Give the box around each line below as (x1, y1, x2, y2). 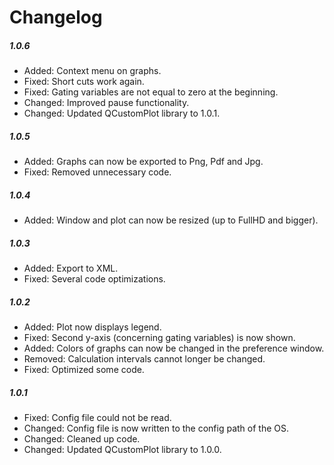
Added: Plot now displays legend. (23, 321, 162, 333)
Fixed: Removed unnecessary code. (23, 166, 172, 178)
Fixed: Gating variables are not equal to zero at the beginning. (23, 86, 279, 98)
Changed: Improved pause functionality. (23, 97, 190, 109)
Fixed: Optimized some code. (23, 364, 145, 376)
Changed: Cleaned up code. (23, 433, 141, 445)
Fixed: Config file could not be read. (23, 412, 172, 423)
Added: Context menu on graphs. (23, 65, 162, 77)
